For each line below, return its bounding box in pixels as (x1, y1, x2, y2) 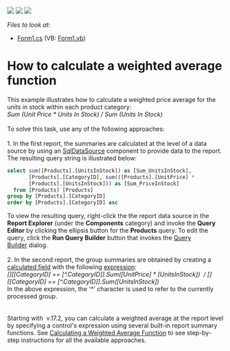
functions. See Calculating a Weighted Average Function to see (7, 329, 185, 337)
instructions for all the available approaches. (21, 336, 146, 344)
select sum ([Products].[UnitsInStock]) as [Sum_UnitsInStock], (7, 167, 192, 174)
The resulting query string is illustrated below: (7, 153, 137, 162)
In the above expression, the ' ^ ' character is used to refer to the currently (7, 285, 214, 293)
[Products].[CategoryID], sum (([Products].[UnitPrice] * (28, 173, 195, 180)
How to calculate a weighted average (7, 58, 222, 74)
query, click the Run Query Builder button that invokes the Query (7, 234, 192, 242)
